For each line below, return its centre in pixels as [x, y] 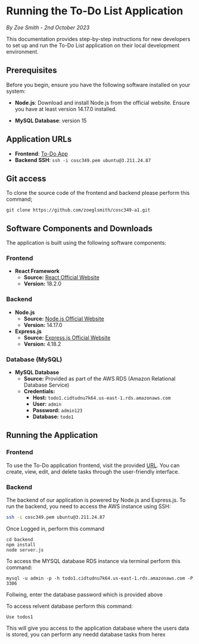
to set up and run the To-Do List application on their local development [93, 45]
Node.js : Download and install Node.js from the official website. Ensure [102, 102]
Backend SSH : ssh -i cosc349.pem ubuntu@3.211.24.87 [83, 160]
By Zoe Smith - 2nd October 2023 [48, 27]
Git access [26, 178]
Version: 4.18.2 [42, 344]
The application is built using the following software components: [86, 243]
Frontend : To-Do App [41, 154]
